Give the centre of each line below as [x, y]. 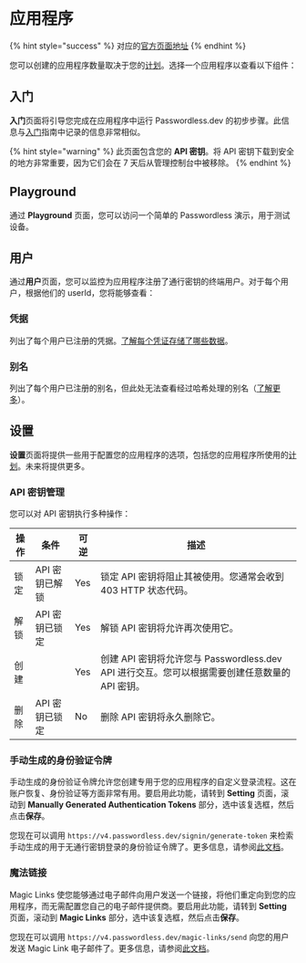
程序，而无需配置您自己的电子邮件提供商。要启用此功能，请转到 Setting [152, 905]
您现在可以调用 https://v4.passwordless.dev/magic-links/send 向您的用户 [149, 937]
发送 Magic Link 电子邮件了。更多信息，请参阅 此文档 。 [112, 948]
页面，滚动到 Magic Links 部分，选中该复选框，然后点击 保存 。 [127, 917]
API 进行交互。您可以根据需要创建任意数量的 [195, 673]
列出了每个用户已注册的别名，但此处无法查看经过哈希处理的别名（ [133, 388]
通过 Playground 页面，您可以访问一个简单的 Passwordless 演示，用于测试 [150, 215]
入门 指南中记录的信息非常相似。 [86, 131]
